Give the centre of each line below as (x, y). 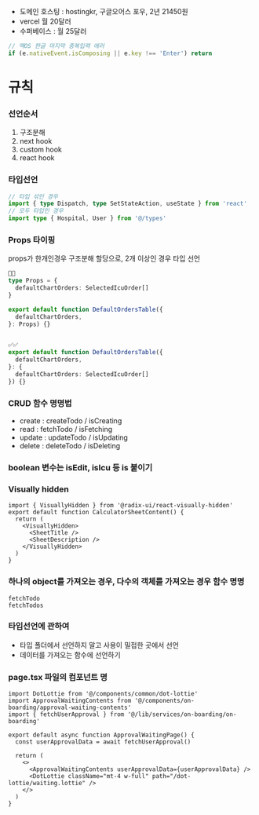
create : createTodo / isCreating (71, 421)
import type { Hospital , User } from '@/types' (88, 218)
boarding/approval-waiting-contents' (70, 708)
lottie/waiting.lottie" (47, 784)
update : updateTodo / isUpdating (73, 437)
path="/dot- (171, 777)
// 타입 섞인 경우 (33, 196)
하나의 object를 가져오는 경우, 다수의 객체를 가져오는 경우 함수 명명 (126, 582)
